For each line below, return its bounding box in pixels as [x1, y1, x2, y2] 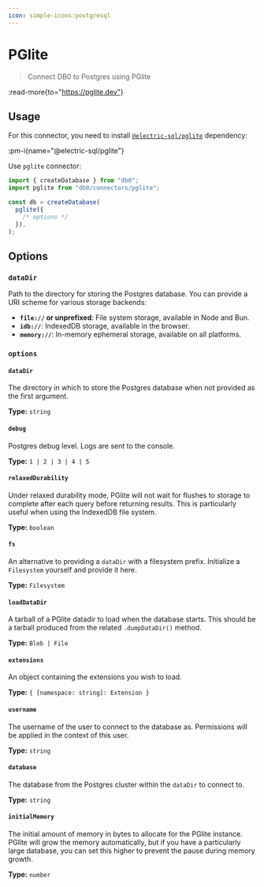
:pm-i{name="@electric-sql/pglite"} [8, 146, 125, 156]
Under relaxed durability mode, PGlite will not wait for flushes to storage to [8, 490, 251, 500]
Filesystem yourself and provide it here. [8, 565, 138, 574]
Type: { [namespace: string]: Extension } [8, 688, 150, 697]
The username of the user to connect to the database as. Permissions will [8, 722, 248, 731]
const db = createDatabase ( [8, 198, 101, 206]
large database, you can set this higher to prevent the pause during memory [8, 846, 255, 855]
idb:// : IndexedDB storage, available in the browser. [19, 321, 191, 331]
